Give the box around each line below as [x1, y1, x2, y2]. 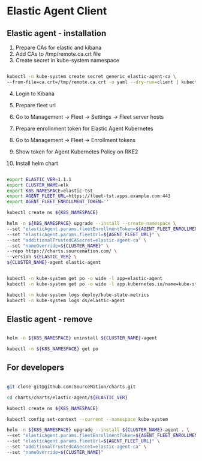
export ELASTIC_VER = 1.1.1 [7, 176, 71, 182]
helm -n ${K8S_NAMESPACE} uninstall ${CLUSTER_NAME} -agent [7, 335, 158, 341]
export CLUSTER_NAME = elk [7, 182, 69, 188]
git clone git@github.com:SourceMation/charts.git [7, 384, 136, 390]
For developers [7, 363, 65, 373]
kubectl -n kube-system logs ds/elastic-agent [7, 297, 125, 303]
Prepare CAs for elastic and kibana [15, 44, 102, 51]
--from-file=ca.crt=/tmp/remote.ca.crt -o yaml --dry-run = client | [7, 79, 179, 85]
